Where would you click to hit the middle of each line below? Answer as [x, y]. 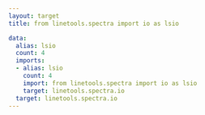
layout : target [34, 16]
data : [17, 38]
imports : [30, 61]
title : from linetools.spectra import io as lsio [94, 23]
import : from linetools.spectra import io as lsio [110, 83]
